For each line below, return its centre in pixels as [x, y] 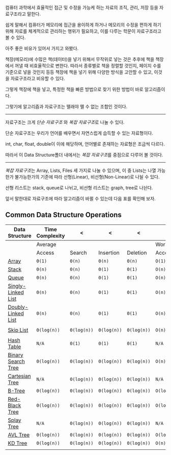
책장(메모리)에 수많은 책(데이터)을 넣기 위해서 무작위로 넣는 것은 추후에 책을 [80, 59]
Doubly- [18, 307]
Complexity [51, 236]
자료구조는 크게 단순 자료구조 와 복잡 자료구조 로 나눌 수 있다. [65, 122]
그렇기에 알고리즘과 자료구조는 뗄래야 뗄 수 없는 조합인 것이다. [66, 107]
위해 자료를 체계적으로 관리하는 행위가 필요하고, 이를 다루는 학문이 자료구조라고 [83, 31]
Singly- [17, 286]
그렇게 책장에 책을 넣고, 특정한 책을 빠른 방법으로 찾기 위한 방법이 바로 [74, 89]
